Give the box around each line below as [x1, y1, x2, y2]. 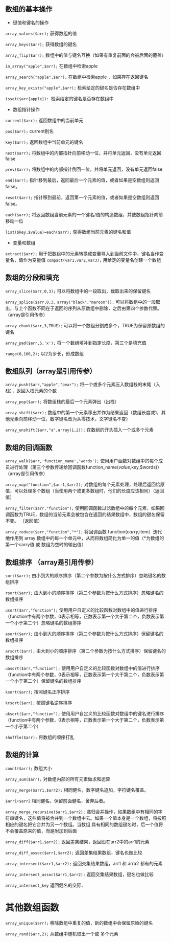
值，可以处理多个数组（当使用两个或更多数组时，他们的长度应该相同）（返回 [5, 488, 164, 494]
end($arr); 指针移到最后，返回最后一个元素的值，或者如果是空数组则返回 [5, 177, 159, 183]
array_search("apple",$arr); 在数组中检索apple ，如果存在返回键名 [5, 74, 149, 80]
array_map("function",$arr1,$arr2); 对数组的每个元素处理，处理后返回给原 [5, 481, 165, 487]
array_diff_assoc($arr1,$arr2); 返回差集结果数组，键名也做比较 [5, 849, 142, 856]
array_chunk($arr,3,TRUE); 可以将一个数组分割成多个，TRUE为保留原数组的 [5, 322, 165, 328]
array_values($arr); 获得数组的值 [5, 30, 77, 36]
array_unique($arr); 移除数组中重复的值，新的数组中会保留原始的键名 [5, 919, 153, 926]
